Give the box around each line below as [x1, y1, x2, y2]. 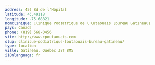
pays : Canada [5, 25, 32, 30]
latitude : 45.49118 [5, 12, 45, 17]
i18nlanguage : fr [5, 52, 41, 58]
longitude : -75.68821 [5, 16, 50, 21]
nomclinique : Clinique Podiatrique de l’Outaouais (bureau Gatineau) [5, 21, 151, 26]
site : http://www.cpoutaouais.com [5, 35, 76, 40]
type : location [5, 43, 36, 48]
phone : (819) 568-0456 [5, 30, 52, 35]
